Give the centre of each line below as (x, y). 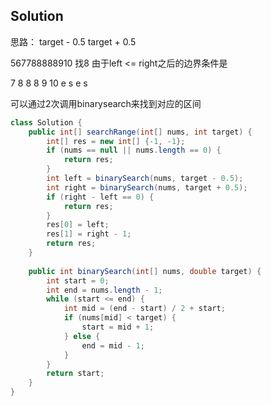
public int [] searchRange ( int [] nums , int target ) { (140, 132)
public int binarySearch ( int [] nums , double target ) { (145, 271)
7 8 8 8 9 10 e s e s (49, 83)
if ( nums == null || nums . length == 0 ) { (134, 150)
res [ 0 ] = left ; (78, 225)
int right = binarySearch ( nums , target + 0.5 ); (147, 187)
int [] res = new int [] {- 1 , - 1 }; (116, 141)
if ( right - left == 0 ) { (100, 197)
